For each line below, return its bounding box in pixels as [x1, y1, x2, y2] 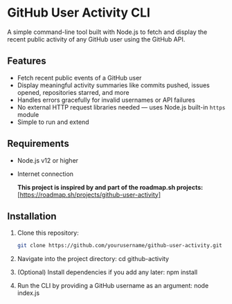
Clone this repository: [17, 229, 79, 237]
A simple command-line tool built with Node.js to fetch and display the [7, 28, 208, 36]
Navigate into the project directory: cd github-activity [17, 255, 170, 263]
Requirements [7, 138, 69, 150]
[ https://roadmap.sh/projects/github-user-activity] [17, 190, 161, 199]
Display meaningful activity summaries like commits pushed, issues [17, 81, 210, 89]
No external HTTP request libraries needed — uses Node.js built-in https [17, 102, 226, 111]
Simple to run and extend [17, 118, 89, 126]
